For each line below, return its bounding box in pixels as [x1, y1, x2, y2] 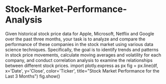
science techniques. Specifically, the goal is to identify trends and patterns [5, 46, 159, 52]
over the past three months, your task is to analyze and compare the [5, 36, 146, 42]
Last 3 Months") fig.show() [5, 73, 61, 79]
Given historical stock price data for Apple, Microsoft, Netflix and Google [5, 30, 155, 36]
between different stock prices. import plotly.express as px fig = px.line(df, [5, 62, 159, 68]
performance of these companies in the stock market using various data [5, 41, 154, 47]
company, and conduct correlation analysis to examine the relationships [5, 57, 153, 63]
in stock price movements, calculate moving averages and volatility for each [5, 51, 162, 58]
